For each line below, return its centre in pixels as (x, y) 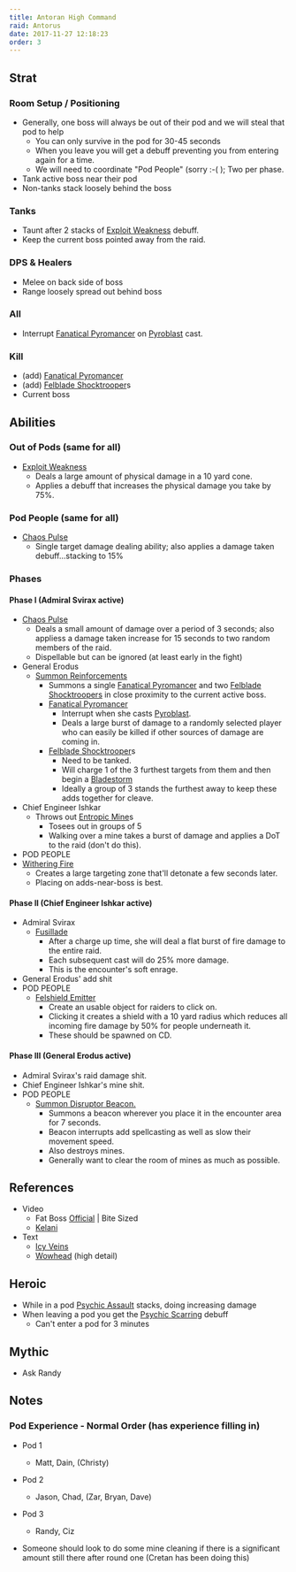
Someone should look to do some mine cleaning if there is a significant (151, 1548)
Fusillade (51, 932)
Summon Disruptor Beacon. (86, 1103)
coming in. (80, 742)
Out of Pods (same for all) (65, 448)
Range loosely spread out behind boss (92, 291)
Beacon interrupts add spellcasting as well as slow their (150, 1131)
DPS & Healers (41, 263)
